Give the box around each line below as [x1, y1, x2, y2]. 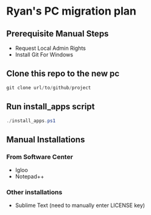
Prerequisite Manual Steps [6, 29, 109, 39]
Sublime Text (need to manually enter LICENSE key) [15, 202, 145, 209]
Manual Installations [6, 134, 85, 145]
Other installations [6, 188, 63, 196]
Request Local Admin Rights [15, 44, 86, 52]
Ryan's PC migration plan [6, 4, 137, 18]
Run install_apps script [6, 101, 95, 112]
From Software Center [6, 152, 73, 161]
